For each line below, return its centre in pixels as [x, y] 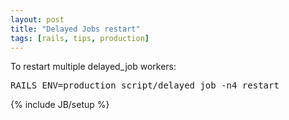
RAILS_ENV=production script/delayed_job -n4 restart [145, 85]
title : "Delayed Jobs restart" [75, 29]
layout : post [37, 19]
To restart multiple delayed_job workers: [93, 67]
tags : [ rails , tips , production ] [80, 38]
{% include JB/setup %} [60, 105]
